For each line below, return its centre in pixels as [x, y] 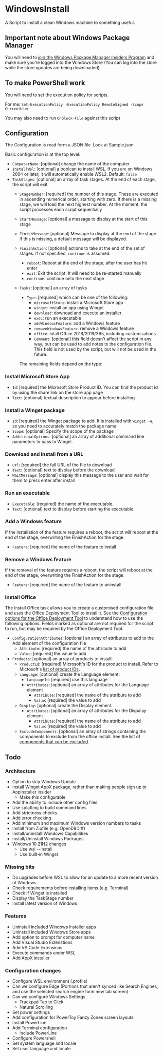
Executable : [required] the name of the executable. [63, 504]
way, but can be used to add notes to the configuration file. [93, 344]
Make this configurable [42, 797]
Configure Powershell [34, 1038]
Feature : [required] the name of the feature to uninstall [67, 585]
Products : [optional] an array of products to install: [62, 659]
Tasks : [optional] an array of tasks [53, 288]
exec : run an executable [57, 318]
